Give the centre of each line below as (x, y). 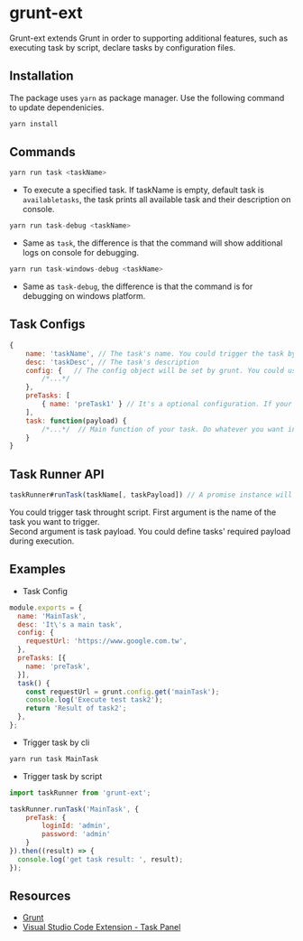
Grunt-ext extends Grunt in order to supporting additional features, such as (149, 38)
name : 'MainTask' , (52, 616)
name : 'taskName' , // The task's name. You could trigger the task (155, 354)
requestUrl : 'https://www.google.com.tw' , (106, 641)
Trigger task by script (62, 776)
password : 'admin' (76, 834)
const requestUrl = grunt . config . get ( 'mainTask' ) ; (123, 692)
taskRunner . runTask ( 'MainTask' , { (74, 809)
